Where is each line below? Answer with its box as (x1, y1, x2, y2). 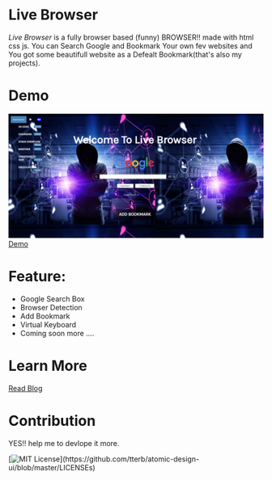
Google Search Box (19, 293, 85, 304)
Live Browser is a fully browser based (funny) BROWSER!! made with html (8, 32, 254, 42)
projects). (8, 58, 40, 68)
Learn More (8, 357, 87, 375)
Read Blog (8, 383, 43, 393)
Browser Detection (19, 302, 83, 312)
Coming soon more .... (19, 328, 95, 338)
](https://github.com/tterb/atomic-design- (59, 454, 200, 464)
